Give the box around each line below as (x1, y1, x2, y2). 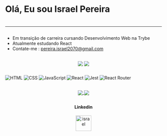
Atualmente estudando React (12, 41, 72, 47)
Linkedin (74, 104, 93, 110)
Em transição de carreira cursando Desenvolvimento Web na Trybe (12, 35, 150, 41)
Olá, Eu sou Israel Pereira (5, 3, 110, 15)
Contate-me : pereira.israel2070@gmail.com (12, 46, 103, 52)
